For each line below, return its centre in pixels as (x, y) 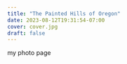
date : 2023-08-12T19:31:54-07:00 (56, 20)
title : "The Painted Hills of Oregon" (64, 14)
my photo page (29, 53)
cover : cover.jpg (33, 26)
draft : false (26, 33)
